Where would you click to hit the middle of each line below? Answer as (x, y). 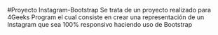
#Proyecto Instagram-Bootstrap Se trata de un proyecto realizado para (109, 10)
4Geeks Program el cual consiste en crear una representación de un (106, 17)
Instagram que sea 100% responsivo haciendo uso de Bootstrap (100, 24)
